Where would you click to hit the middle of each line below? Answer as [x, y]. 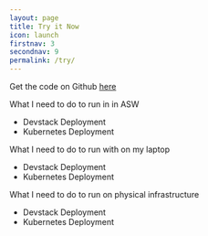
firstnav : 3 [32, 43]
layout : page [34, 18]
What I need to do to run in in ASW [74, 104]
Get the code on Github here [63, 86]
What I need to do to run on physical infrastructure [104, 194]
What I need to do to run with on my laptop [90, 149]
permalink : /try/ [42, 60]
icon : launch [34, 35]
